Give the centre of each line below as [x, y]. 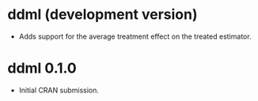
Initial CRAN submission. [59, 90]
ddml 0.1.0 [42, 68]
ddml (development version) [103, 15]
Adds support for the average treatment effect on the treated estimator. [135, 36]
